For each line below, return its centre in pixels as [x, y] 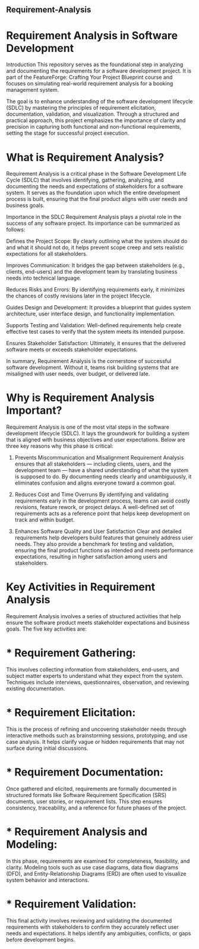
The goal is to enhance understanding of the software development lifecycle [99, 101]
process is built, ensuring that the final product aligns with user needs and [97, 199]
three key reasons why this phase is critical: [60, 446]
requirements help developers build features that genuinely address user [104, 538]
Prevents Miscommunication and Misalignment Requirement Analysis [99, 458]
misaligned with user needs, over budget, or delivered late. [78, 374]
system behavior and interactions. [48, 880]
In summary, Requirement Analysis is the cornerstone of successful [89, 361]
